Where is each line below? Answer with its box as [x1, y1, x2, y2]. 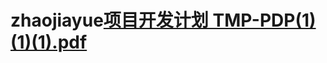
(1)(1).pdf [10, 31, 88, 54]
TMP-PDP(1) [212, 9, 317, 32]
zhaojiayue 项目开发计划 [10, 9, 209, 32]
